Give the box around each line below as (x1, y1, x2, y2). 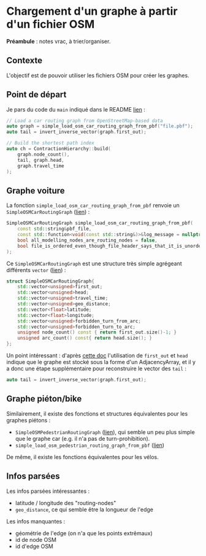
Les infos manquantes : (6, 517, 66, 525)
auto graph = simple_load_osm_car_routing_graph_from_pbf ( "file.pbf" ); (6, 123, 193, 129)
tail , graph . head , (17, 157, 64, 163)
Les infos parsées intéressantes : (6, 487, 90, 495)
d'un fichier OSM (6, 17, 95, 31)
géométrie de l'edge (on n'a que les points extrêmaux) (15, 529, 153, 537)
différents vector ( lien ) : (6, 266, 66, 273)
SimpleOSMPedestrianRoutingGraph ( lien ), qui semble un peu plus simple (15, 428, 195, 436)
